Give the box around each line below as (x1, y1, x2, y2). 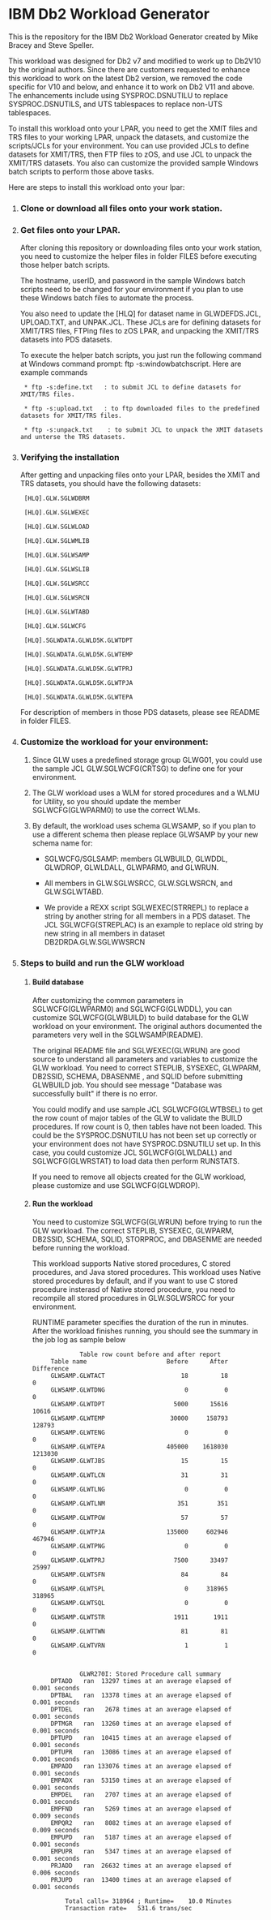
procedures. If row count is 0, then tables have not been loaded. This (32, 1121, 263, 1131)
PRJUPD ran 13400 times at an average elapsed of (50, 1876, 232, 1884)
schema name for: (32, 837, 93, 848)
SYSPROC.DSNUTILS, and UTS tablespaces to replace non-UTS (8, 99, 222, 109)
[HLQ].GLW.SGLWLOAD (23, 523, 90, 532)
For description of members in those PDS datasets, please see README (19, 708, 260, 717)
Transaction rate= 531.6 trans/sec (65, 1905, 193, 1913)
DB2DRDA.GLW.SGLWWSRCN (44, 936, 146, 946)
